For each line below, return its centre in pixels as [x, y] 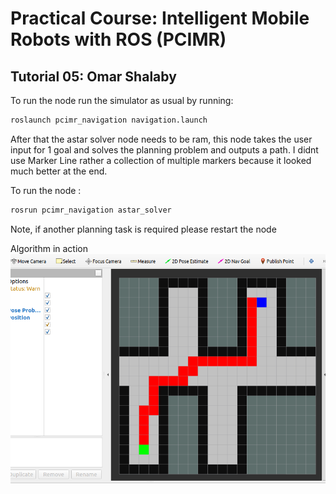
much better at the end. [59, 171]
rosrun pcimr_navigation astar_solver [91, 210]
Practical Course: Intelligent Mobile [160, 18]
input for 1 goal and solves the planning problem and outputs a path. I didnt [164, 149]
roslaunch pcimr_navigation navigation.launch [109, 120]
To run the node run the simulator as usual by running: [122, 100]
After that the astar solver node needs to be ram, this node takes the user [161, 139]
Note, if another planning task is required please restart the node [143, 229]
